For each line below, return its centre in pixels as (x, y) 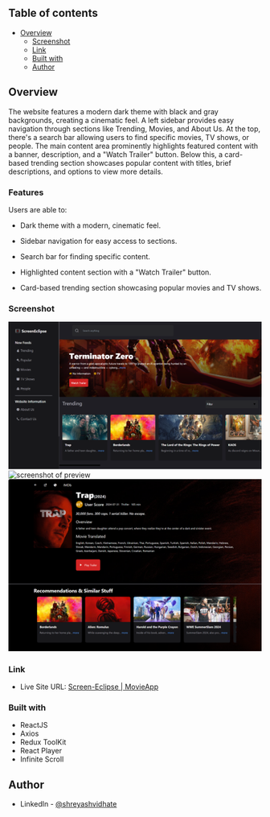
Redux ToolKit (43, 742)
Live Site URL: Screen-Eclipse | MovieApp (89, 687)
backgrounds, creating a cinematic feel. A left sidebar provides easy (121, 120)
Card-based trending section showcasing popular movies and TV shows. (141, 287)
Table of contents (53, 13)
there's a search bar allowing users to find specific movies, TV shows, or (129, 137)
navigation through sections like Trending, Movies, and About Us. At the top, (135, 129)
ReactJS (34, 725)
